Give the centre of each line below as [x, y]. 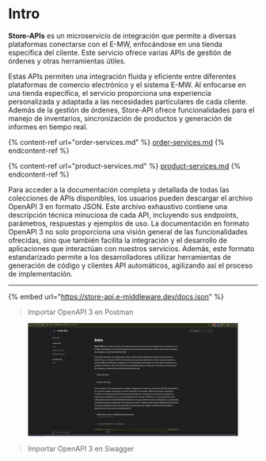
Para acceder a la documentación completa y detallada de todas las [119, 189]
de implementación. [40, 273]
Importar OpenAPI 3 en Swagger [81, 448]
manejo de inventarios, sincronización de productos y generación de [120, 118]
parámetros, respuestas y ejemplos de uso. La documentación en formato [129, 223]
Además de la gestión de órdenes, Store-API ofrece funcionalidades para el [131, 110]
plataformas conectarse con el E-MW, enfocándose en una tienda [116, 44]
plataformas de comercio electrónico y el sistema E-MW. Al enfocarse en [127, 85]
